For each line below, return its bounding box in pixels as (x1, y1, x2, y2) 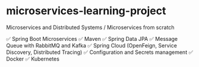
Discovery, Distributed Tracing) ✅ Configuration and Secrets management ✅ (6, 49, 194, 56)
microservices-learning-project (6, 4, 166, 18)
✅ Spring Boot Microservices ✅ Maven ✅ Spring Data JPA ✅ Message (6, 35, 178, 42)
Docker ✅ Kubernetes (6, 55, 59, 62)
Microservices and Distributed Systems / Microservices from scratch (6, 24, 175, 31)
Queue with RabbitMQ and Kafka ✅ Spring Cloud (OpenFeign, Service (6, 42, 177, 49)
